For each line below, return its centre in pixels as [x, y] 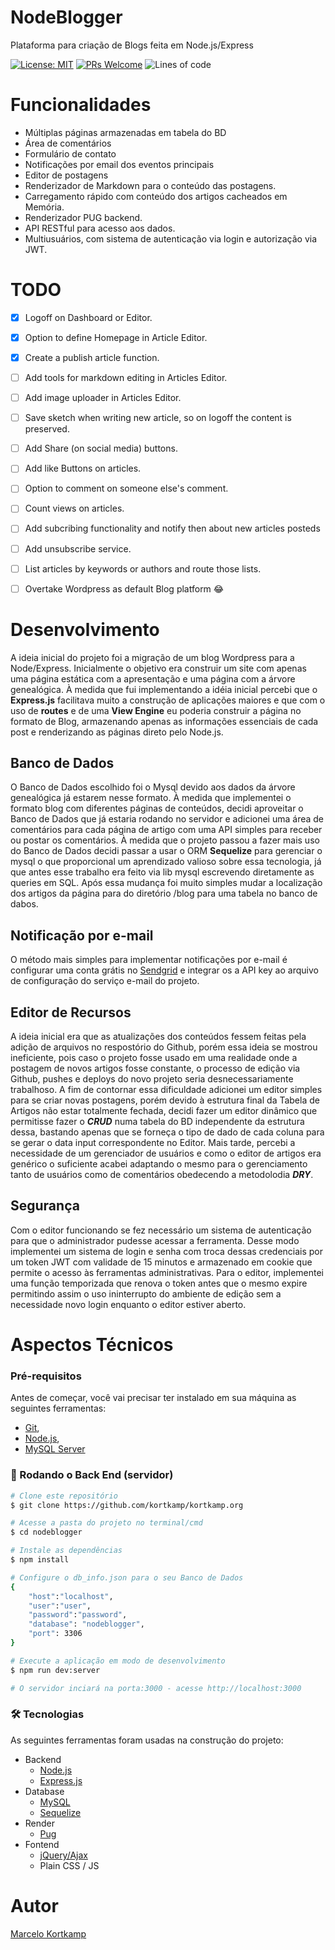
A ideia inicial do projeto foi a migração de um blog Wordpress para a [152, 657]
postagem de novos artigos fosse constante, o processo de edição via [155, 1068]
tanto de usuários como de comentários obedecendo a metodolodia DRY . [162, 1175]
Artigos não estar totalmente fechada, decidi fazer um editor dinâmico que [164, 1111]
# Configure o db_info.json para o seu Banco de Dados [127, 1577]
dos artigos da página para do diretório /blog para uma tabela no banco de [164, 893]
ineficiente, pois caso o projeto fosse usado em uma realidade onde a [154, 1058]
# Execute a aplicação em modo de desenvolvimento [118, 1661]
